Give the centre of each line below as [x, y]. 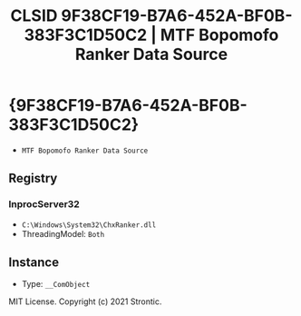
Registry [33, 178]
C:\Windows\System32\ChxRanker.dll [89, 225]
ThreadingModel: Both [63, 233]
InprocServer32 [44, 204]
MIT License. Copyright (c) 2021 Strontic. [85, 301]
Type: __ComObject [56, 284]
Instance [34, 263]
